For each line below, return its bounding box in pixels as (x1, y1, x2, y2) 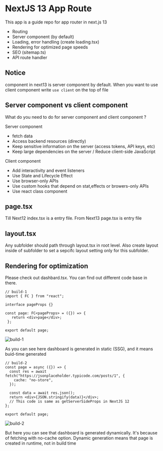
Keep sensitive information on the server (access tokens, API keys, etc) (12, 143, 155, 149)
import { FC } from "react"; (5, 294, 64, 299)
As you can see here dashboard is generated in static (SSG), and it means (5, 346, 153, 352)
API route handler (12, 54, 48, 60)
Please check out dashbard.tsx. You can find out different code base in (5, 275, 147, 280)
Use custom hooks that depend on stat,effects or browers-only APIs (12, 183, 149, 189)
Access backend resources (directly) (12, 138, 87, 144)
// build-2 (5, 361, 27, 365)
